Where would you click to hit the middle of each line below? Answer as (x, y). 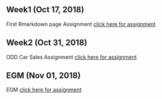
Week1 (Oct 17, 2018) (45, 10)
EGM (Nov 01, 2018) (43, 76)
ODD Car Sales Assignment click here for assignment (71, 57)
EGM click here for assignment (44, 90)
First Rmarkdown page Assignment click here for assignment (81, 24)
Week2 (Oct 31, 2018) (47, 43)
